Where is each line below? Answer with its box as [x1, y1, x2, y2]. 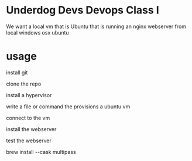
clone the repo [6, 80, 42, 87]
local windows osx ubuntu [6, 29, 69, 36]
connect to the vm [6, 114, 50, 121]
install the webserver [6, 125, 57, 132]
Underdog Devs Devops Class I [6, 4, 159, 17]
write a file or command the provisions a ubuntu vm [6, 103, 131, 110]
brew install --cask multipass [6, 148, 76, 155]
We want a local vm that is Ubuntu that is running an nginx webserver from [6, 23, 186, 30]
